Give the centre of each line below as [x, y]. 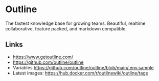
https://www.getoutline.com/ [43, 57]
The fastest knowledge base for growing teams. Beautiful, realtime [75, 23]
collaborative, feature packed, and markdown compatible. [66, 28]
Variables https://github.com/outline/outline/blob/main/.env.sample [83, 67]
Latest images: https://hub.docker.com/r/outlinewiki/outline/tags [80, 73]
